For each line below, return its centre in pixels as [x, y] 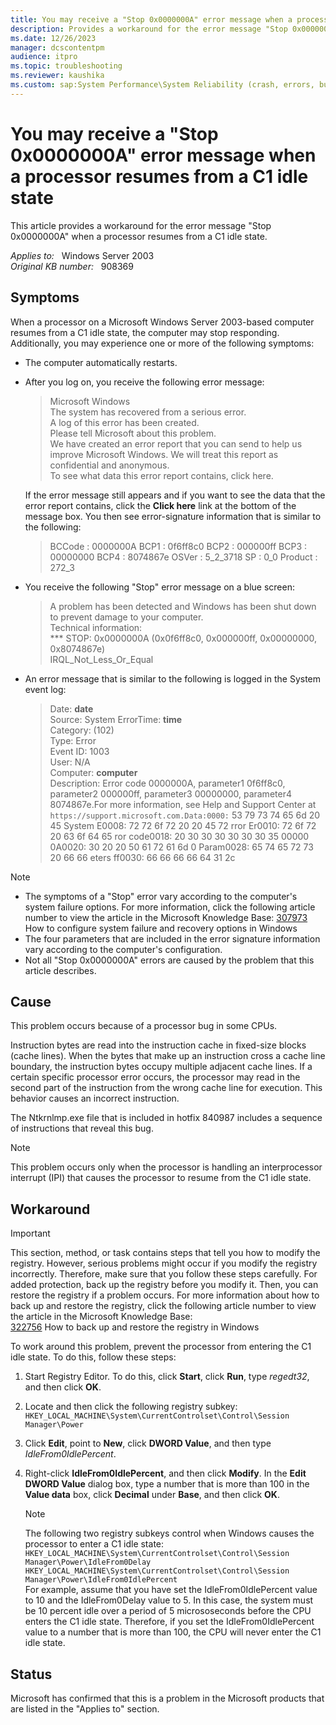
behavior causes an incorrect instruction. [95, 1098]
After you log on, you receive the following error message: [144, 382]
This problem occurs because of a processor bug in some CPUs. [144, 1026]
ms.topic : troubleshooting [66, 66]
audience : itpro [44, 57]
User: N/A [70, 762]
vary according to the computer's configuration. [123, 949]
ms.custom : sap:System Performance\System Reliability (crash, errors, [162, 85]
